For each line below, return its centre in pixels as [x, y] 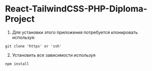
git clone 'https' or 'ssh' [34, 46]
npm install [17, 64]
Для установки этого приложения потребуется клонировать [75, 32]
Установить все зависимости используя [54, 55]
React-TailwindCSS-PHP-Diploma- [76, 9]
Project [20, 19]
